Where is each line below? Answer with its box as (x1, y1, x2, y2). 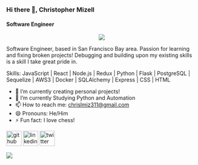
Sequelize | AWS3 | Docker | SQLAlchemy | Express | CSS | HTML (6, 76, 171, 83)
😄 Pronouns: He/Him (15, 110, 68, 117)
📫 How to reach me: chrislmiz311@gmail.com (15, 101, 130, 108)
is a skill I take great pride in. (6, 58, 78, 65)
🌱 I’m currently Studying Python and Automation (15, 94, 136, 102)
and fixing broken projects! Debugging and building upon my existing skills (6, 51, 193, 59)
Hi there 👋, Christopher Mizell (6, 5, 95, 14)
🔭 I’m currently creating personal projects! (15, 88, 120, 95)
